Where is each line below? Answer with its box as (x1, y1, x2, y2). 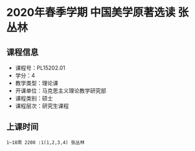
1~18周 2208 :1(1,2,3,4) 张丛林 (6, 139, 85, 146)
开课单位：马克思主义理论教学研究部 (15, 87, 107, 94)
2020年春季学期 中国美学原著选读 (6, 5, 175, 19)
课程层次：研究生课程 (15, 102, 69, 110)
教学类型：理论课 (15, 80, 58, 86)
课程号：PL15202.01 (15, 65, 66, 71)
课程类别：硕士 (15, 95, 53, 102)
